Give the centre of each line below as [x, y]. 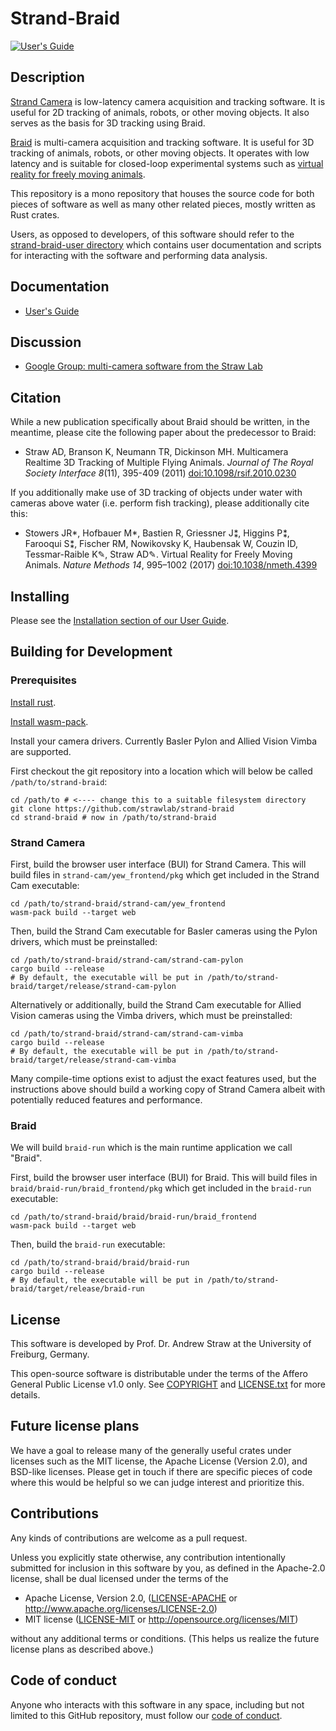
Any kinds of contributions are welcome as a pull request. [129, 1538]
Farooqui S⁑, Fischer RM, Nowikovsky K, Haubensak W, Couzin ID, [161, 544]
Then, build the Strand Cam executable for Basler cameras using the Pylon [164, 931]
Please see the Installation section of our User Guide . [120, 620]
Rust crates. [35, 214]
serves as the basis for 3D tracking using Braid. [108, 123]
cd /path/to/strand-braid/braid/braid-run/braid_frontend [133, 1217]
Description [47, 77]
